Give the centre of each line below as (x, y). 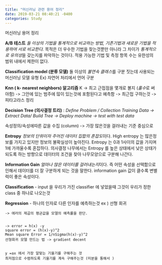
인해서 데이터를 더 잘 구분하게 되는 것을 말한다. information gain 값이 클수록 (77, 171)
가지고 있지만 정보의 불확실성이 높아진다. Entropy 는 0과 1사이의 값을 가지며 (85, 142)
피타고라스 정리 (19, 100)
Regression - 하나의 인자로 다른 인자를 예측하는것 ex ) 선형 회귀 (66, 203)
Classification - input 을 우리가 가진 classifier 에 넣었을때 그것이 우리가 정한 (78, 187)
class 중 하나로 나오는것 (28, 193)
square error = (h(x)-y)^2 (32, 231)
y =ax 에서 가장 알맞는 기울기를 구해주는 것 (44, 253)
